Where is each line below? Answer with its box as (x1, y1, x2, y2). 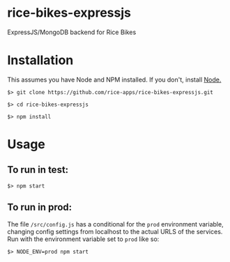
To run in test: (7, 164, 69, 176)
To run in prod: (7, 201, 72, 213)
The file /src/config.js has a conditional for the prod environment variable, (7, 219, 224, 228)
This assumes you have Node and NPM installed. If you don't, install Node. (7, 75, 222, 84)
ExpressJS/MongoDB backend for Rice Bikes (7, 28, 137, 36)
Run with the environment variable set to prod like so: (7, 235, 160, 243)
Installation (7, 52, 74, 68)
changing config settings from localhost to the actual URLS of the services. (7, 227, 223, 236)
